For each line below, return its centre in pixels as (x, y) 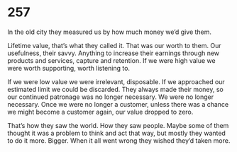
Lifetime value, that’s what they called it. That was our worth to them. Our (114, 45)
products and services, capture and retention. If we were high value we (111, 60)
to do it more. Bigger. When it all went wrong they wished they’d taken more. (119, 140)
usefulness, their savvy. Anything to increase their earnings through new (114, 53)
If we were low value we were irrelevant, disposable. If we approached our (116, 81)
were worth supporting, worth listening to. (68, 68)
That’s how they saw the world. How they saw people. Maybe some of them (118, 125)
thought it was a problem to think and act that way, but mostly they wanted (116, 133)
